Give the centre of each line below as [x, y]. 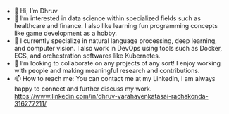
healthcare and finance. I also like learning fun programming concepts [116, 26]
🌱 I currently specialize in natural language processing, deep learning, [115, 41]
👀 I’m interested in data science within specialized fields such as [107, 18]
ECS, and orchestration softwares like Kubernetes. [87, 56]
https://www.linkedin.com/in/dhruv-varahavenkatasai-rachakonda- [111, 96]
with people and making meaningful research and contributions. [107, 71]
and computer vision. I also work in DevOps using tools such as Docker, [118, 48]
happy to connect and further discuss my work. [83, 89]
